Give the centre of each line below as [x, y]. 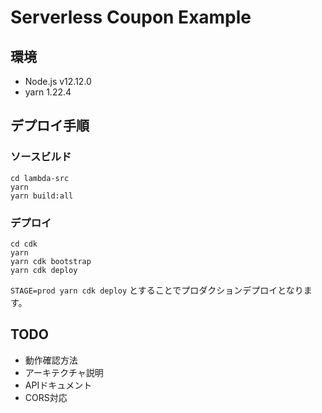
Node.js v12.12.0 [58, 81]
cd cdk [24, 244]
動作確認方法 [51, 360]
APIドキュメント [58, 385]
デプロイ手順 [50, 126]
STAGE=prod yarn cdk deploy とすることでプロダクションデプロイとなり [157, 290]
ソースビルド [41, 157]
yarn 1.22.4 [48, 92]
